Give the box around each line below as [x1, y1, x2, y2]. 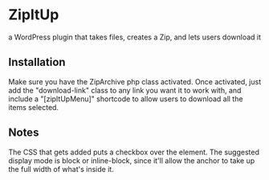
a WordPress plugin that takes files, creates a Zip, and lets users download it [8, 32, 262, 42]
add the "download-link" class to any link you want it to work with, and [8, 85, 242, 95]
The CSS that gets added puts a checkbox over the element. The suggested [8, 147, 259, 157]
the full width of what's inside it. [8, 164, 114, 174]
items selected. [8, 102, 59, 112]
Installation [8, 55, 66, 69]
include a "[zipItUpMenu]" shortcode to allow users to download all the [8, 94, 243, 104]
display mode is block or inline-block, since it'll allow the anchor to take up [8, 155, 255, 166]
